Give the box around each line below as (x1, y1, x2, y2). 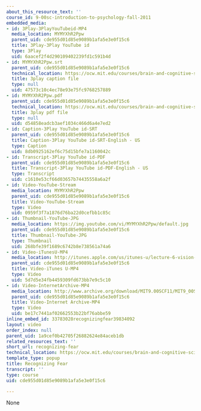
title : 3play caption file (11, 76, 79, 82)
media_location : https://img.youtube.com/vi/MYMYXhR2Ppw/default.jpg (11, 221, 188, 227)
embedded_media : (6, 20, 47, 26)
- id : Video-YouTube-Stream (6, 182, 77, 188)
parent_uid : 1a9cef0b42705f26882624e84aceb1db (6, 333, 124, 339)
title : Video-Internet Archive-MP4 (11, 299, 100, 305)
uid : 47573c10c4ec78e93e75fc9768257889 (11, 87, 111, 93)
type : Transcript (11, 171, 55, 177)
